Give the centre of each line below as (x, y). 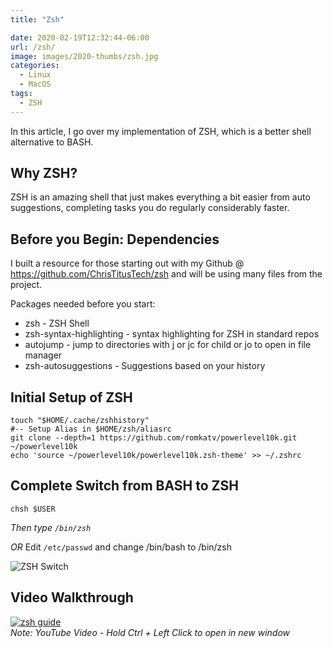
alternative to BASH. (52, 142)
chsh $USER (33, 509)
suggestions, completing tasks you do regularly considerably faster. (150, 208)
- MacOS (35, 84)
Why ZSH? (44, 173)
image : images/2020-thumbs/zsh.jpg (84, 56)
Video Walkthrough (72, 597)
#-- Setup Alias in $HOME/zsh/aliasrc (91, 429)
